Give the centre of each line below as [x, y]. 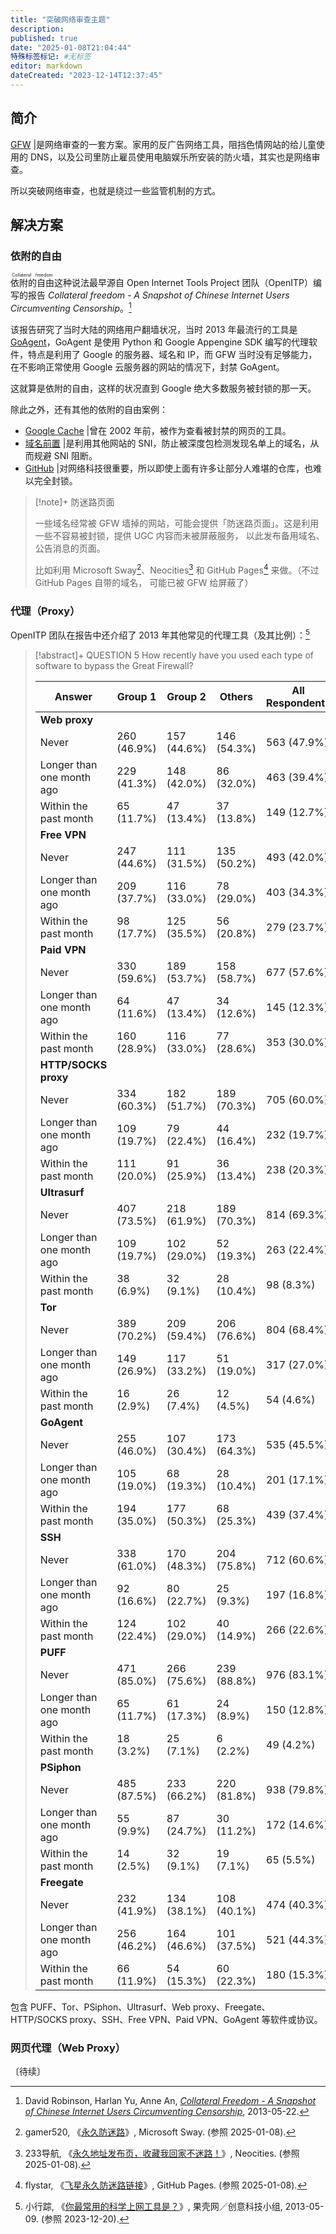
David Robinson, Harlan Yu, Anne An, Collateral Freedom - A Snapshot [170, 2100]
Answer [73, 696]
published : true [44, 38]
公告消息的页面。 [70, 548]
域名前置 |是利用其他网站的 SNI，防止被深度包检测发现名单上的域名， [167, 443]
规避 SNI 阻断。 [65, 456]
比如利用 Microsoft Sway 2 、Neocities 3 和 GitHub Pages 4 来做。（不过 [177, 569]
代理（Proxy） [45, 611]
